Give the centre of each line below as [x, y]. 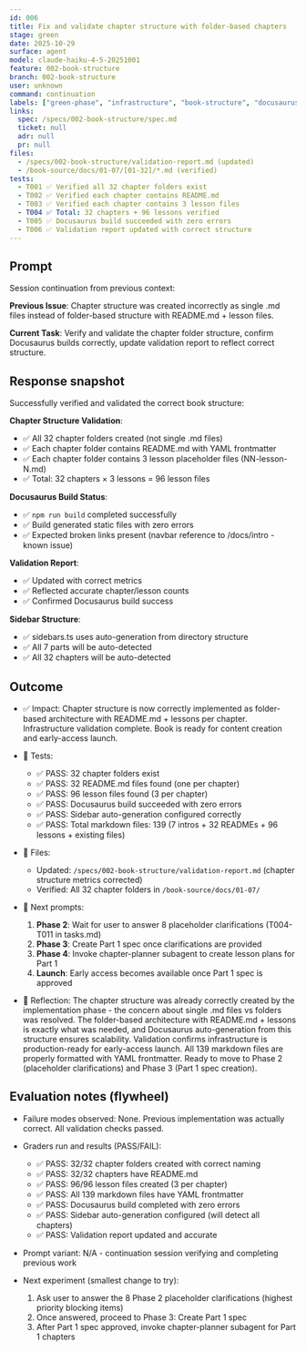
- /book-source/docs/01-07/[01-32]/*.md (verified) [118, 170]
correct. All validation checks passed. [93, 1128]
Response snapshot [67, 381]
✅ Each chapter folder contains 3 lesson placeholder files [131, 459]
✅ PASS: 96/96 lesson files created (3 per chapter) [132, 1183]
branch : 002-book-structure [63, 77]
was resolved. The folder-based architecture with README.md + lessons [159, 1020]
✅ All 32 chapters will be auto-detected [97, 657]
